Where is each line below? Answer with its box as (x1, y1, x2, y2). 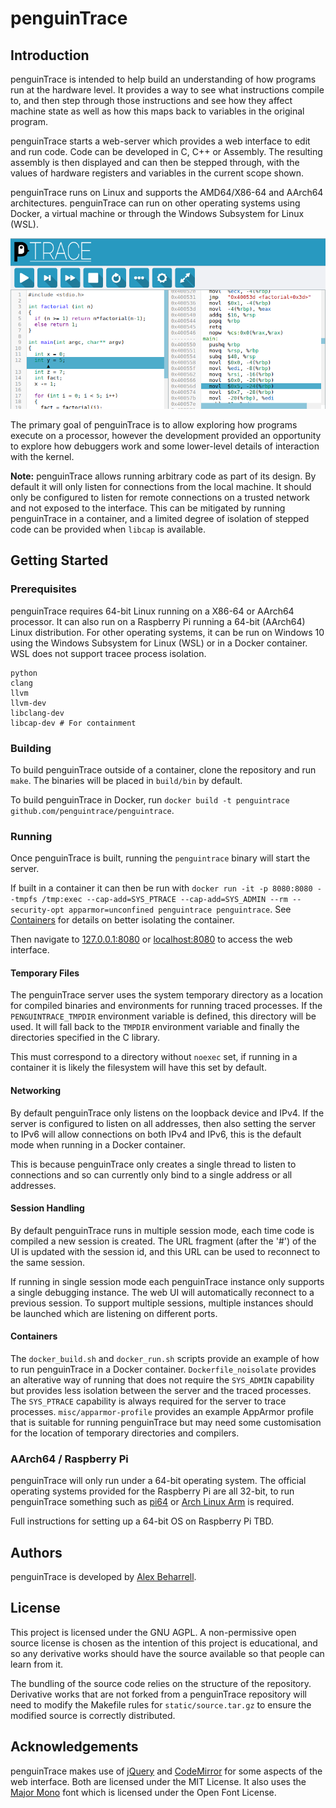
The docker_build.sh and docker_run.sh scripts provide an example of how (10, 1352, 320, 1364)
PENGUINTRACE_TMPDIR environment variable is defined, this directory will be (10, 1010, 317, 1022)
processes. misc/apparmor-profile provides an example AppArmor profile (10, 1405, 315, 1417)
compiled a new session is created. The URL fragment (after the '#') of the (10, 1235, 317, 1247)
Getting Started (10, 552, 109, 569)
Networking (10, 1084, 62, 1096)
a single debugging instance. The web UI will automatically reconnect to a (10, 1286, 315, 1298)
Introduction (10, 47, 90, 64)
